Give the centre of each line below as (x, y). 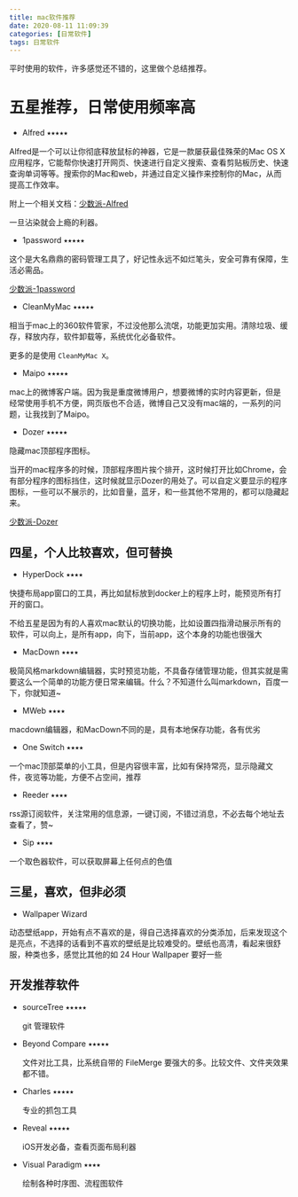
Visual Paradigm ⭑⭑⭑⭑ (61, 1164)
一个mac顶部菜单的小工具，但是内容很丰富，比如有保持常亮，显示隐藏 (137, 766)
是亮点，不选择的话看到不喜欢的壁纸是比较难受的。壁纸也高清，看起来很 (141, 943)
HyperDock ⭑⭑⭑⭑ (52, 574)
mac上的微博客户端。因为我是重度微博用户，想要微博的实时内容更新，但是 (145, 392)
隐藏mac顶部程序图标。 (52, 451)
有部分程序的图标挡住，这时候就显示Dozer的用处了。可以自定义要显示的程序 (149, 481)
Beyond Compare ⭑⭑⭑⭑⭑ (66, 1044)
